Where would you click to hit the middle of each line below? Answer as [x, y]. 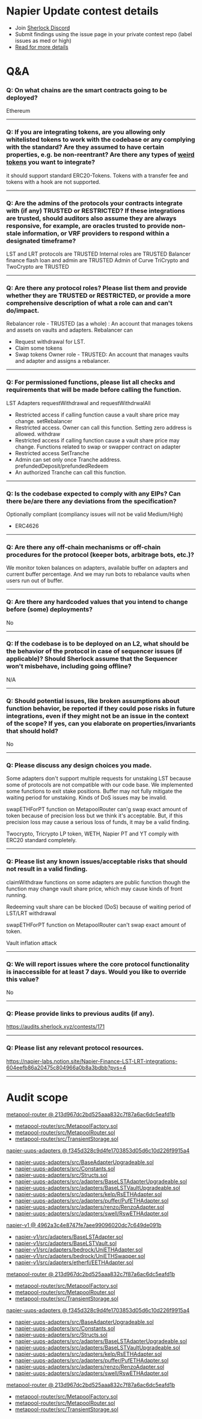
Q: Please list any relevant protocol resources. [75, 1048]
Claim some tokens [39, 348]
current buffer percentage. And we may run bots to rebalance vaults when [98, 574]
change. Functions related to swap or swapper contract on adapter [98, 447]
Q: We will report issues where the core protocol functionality [98, 964]
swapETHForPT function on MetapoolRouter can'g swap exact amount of [97, 810]
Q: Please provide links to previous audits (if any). [80, 1013]
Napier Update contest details [83, 11]
